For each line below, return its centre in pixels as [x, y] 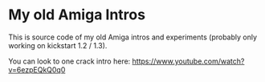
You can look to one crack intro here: [69, 61]
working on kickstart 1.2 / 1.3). [58, 45]
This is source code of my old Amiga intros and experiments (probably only [133, 37]
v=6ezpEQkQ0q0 [37, 69]
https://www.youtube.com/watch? [188, 61]
